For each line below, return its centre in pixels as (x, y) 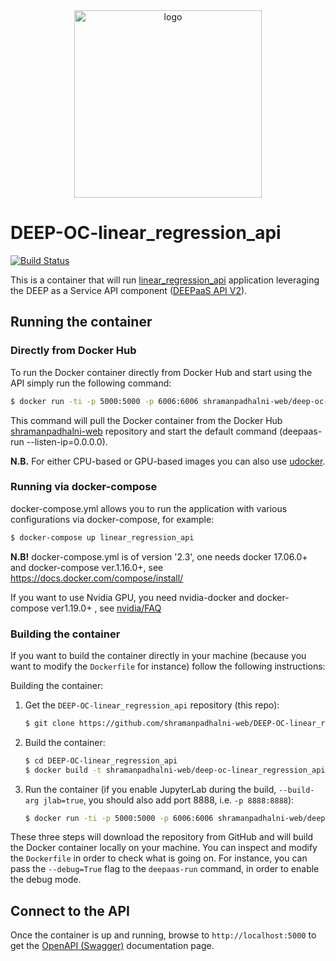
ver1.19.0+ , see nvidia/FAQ (106, 608)
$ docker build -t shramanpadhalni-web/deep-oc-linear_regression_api (175, 770)
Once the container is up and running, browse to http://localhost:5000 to (163, 935)
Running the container (81, 322)
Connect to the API (70, 910)
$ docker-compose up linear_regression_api (102, 537)
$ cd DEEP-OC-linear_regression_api (101, 760)
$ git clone (49, 723)
